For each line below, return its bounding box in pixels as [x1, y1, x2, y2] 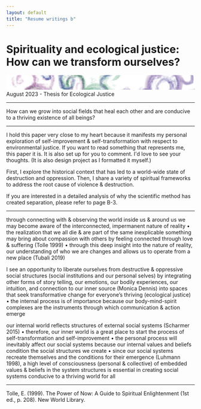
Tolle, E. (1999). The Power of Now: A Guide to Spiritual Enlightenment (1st [6, 390, 190, 397]
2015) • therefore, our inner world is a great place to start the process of [6, 328, 184, 335]
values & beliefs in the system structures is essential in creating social [6, 367, 178, 373]
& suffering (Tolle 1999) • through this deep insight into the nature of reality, [6, 242, 193, 248]
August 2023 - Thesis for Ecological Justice [6, 90, 115, 97]
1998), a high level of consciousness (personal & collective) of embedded [6, 360, 187, 367]
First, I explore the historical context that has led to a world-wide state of [6, 168, 185, 175]
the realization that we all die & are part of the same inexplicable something [6, 229, 191, 236]
